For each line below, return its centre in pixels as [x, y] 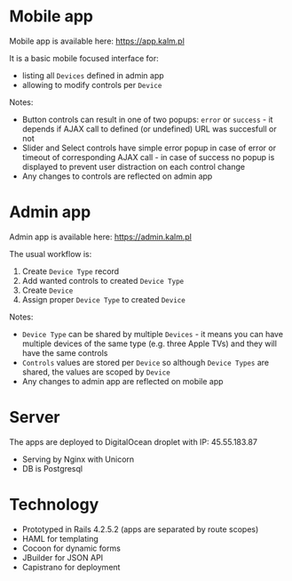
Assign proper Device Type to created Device [104, 299]
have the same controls [65, 352]
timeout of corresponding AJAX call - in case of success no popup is [148, 157]
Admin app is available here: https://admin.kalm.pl [101, 237]
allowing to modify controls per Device [92, 85]
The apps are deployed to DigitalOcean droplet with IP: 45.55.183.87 [133, 441]
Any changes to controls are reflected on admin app [117, 176]
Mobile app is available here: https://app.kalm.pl [97, 41]
